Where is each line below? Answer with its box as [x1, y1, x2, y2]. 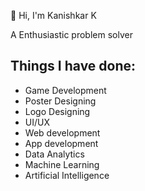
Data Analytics [24, 148, 85, 160]
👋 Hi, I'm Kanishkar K [10, 10, 97, 21]
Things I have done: [10, 58, 137, 75]
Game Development [24, 84, 107, 96]
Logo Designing [24, 105, 91, 117]
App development [24, 137, 99, 149]
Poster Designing [24, 95, 97, 107]
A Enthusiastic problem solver [10, 29, 133, 40]
